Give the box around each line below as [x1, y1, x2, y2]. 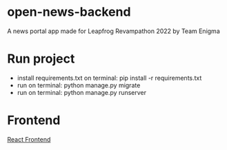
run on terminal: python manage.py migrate [17, 81, 141, 89]
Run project [7, 51, 75, 67]
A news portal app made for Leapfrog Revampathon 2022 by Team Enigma [7, 27, 220, 35]
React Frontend [7, 135, 51, 143]
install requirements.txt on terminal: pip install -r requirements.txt [17, 74, 202, 82]
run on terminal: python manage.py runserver [17, 88, 147, 96]
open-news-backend [7, 4, 131, 20]
